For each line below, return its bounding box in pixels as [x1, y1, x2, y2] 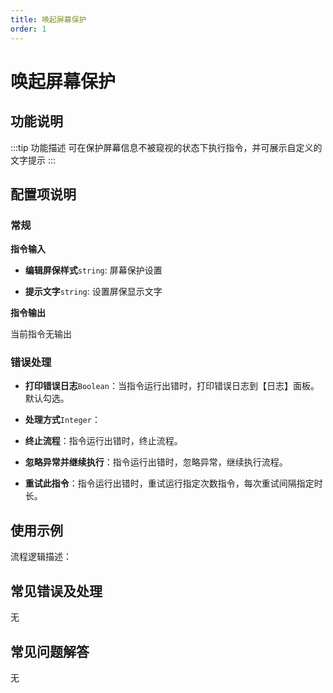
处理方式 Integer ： [24, 414, 101, 426]
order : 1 [10, 24, 47, 34]
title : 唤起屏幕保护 [10, 14, 87, 25]
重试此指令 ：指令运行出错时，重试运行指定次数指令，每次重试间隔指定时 [24, 477, 323, 490]
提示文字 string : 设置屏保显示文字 [24, 286, 163, 298]
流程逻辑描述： [10, 551, 72, 563]
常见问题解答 [10, 643, 90, 660]
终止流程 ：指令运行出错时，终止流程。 [24, 435, 183, 447]
